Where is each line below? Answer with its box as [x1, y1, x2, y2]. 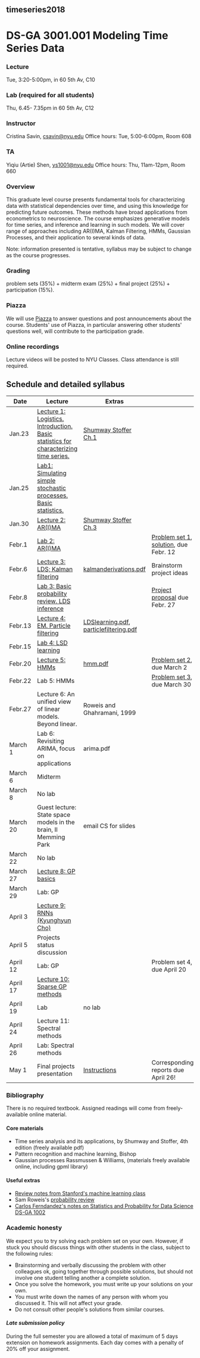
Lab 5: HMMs [37, 676, 75, 685]
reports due [151, 1066, 185, 1074]
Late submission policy [6, 1319, 65, 1326]
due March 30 [151, 680, 192, 688]
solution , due [151, 540, 188, 548]
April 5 [9, 941, 28, 949]
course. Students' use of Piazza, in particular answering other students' [6, 321, 182, 328]
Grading [6, 266, 30, 274]
